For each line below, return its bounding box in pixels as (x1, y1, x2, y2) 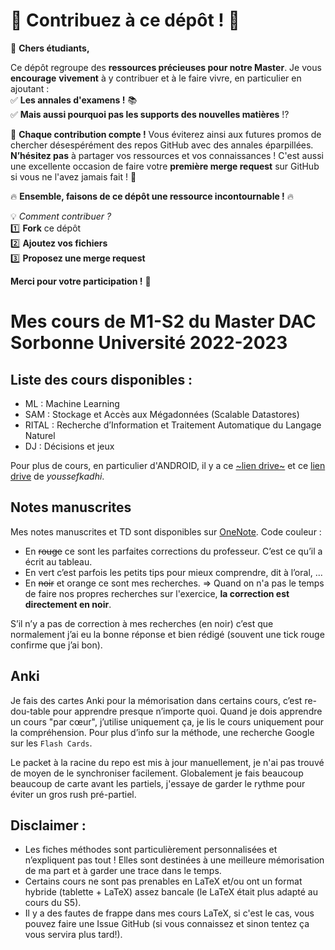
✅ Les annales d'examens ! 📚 (10, 94, 138, 106)
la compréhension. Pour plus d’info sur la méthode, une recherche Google (10, 726, 315, 738)
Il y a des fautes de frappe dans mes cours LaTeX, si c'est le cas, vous (24, 907, 315, 919)
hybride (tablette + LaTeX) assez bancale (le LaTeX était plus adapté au (24, 886, 318, 898)
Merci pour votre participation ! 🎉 (10, 275, 152, 287)
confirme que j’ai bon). (10, 639, 103, 651)
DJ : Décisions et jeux (24, 440, 115, 452)
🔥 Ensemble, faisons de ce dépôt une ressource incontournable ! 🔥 (10, 190, 295, 202)
